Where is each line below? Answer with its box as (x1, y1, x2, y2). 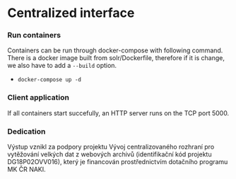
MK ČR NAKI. (7, 165, 46, 174)
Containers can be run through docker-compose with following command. (7, 46, 223, 54)
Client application (7, 93, 69, 103)
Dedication (7, 126, 46, 136)
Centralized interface (7, 5, 135, 21)
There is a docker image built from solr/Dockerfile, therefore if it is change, (7, 54, 225, 62)
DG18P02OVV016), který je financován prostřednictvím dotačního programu (7, 158, 228, 166)
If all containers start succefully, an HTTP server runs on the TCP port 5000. (7, 108, 230, 117)
